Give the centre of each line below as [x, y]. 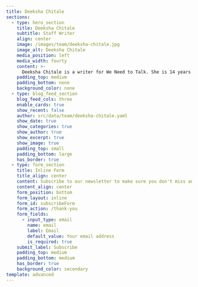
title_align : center [42, 176]
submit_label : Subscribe [47, 247]
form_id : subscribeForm [46, 203]
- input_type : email [47, 220]
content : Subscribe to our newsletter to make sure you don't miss [101, 182]
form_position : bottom [44, 192]
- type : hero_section [38, 22]
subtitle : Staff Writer [46, 34]
